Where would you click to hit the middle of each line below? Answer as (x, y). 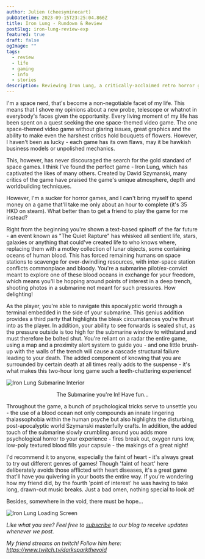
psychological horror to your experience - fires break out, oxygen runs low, (101, 439)
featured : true (26, 35)
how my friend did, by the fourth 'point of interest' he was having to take (97, 483)
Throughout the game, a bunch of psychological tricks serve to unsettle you (102, 406)
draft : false (23, 40)
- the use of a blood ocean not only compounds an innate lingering (90, 413)
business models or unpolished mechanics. (61, 148)
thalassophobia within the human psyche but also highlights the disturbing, (101, 419)
